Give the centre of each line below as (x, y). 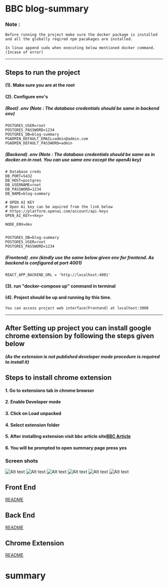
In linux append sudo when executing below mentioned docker (70, 48)
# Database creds (23, 172)
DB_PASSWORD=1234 (23, 189)
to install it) (17, 362)
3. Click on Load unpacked (33, 413)
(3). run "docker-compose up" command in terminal (60, 286)
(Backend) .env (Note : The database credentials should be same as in (80, 154)
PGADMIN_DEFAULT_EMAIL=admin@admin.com (47, 139)
